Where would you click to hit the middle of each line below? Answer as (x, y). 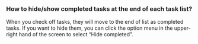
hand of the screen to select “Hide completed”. (76, 34)
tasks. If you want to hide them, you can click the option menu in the (90, 28)
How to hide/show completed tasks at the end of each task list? (99, 9)
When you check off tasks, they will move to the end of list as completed (95, 22)
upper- (183, 28)
